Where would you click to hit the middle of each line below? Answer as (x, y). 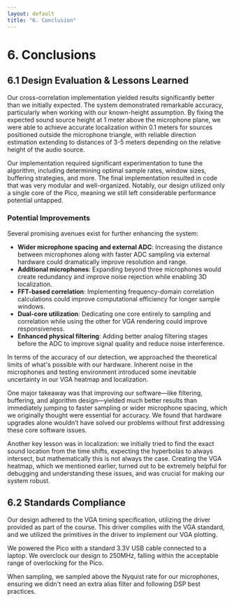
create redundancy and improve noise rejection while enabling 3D (112, 276)
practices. (22, 591)
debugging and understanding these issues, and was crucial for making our (116, 473)
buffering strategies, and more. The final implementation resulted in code (112, 178)
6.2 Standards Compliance (66, 503)
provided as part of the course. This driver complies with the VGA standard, (116, 527)
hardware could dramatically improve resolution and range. (102, 261)
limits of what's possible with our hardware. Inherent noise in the (100, 364)
